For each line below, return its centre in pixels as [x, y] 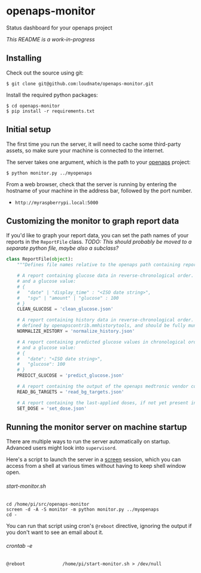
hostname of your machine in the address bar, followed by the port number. [99, 190]
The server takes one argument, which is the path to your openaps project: [98, 162]
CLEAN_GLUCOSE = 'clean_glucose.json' [65, 309]
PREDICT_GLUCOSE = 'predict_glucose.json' [71, 376]
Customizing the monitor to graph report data [93, 221]
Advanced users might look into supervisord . [62, 448]
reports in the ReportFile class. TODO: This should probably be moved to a [99, 242]
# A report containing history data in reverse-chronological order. [106, 320]
